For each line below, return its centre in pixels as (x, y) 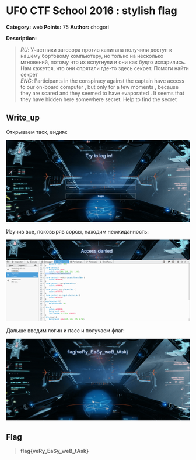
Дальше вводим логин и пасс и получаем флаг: (66, 331)
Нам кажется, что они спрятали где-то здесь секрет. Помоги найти (104, 68)
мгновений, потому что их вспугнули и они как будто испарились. (103, 62)
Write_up (23, 118)
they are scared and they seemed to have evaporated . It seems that (102, 93)
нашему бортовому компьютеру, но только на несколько (92, 56)
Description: (21, 38)
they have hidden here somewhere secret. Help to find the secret (98, 99)
